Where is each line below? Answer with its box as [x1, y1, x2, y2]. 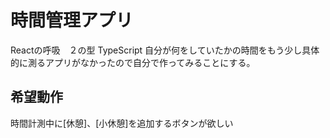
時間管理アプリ [10, 9, 134, 32]
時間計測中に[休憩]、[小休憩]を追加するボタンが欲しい [10, 117, 234, 129]
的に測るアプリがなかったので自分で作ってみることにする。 [10, 56, 256, 68]
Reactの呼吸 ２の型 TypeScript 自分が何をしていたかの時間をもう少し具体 [10, 44, 320, 56]
